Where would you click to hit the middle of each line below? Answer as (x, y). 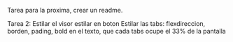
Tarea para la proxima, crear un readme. (65, 10)
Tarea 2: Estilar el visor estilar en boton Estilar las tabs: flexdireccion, (106, 23)
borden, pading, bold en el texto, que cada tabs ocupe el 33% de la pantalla (116, 31)
